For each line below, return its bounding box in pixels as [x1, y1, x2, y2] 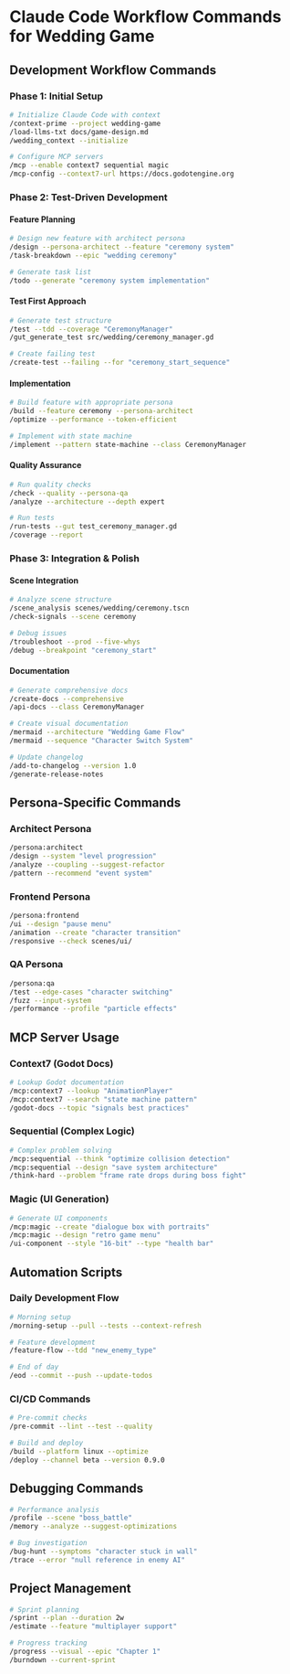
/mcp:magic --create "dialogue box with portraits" [9, 1222, 210, 1232]
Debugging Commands [9, 1481, 144, 1497]
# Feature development [9, 1338, 96, 1347]
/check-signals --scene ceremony [9, 612, 137, 621]
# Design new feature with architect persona [9, 234, 185, 243]
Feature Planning [9, 213, 76, 225]
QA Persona [9, 958, 64, 971]
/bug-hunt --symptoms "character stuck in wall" [9, 1547, 198, 1556]
